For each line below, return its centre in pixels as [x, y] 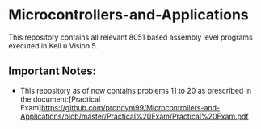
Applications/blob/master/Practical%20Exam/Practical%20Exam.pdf [134, 116]
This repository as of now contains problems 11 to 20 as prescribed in [136, 90]
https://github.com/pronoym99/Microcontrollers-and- [131, 107]
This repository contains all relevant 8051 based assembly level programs [130, 37]
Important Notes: [53, 71]
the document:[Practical [60, 99]
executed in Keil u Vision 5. [53, 45]
